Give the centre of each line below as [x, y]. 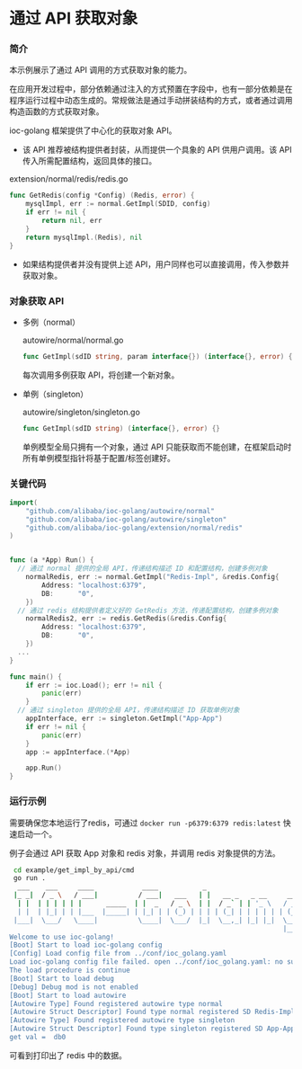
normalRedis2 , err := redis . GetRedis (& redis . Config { [126, 619]
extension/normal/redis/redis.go [69, 179]
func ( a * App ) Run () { [52, 560]
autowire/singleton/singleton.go [81, 412]
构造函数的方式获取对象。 [57, 111]
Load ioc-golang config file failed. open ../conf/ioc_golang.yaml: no [146, 962]
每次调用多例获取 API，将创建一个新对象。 [101, 375]
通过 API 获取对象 [74, 18]
